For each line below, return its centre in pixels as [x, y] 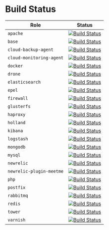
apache [15, 33]
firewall [18, 98]
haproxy [17, 114]
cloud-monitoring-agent [36, 58]
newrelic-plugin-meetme [36, 171]
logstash [18, 139]
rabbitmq [18, 195]
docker [15, 66]
